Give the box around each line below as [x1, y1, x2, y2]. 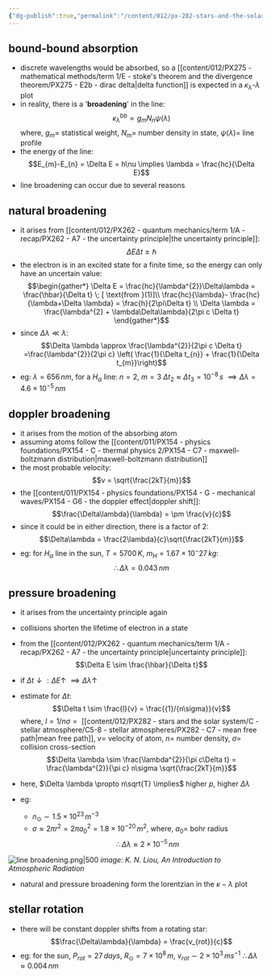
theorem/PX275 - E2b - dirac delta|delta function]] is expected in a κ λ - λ [19, 80, 261, 92]
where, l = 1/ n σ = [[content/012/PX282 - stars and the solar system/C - [19, 716, 260, 726]
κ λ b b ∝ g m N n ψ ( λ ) [112, 112, 171, 125]
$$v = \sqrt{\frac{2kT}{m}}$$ [91, 475, 191, 485]
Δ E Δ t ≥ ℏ [126, 247, 157, 257]
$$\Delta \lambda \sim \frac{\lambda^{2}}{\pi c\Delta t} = [46, 755, 236, 765]
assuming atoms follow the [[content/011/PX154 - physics [19, 437, 211, 447]
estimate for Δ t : [19, 691, 72, 701]
